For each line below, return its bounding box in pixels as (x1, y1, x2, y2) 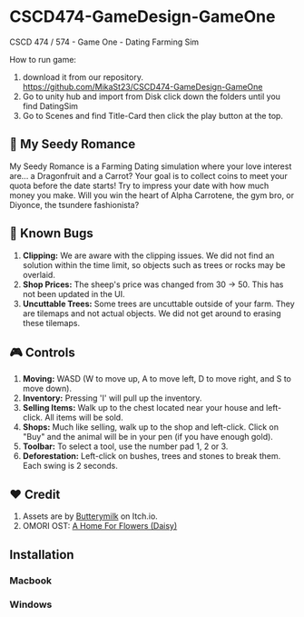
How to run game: (9, 54, 77, 65)
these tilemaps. (22, 317, 80, 328)
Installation (9, 547, 74, 562)
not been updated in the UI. (22, 288, 125, 299)
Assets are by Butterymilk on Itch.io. (22, 511, 159, 522)
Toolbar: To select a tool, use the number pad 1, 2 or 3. (22, 441, 229, 452)
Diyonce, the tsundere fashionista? (9, 199, 140, 210)
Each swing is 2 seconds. (22, 461, 118, 472)
